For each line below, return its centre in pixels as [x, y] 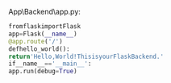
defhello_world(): [39, 49]
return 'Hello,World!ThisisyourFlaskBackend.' [86, 56]
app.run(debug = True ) [43, 72]
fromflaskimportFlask [45, 27]
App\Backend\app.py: [44, 12]
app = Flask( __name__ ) [43, 34]
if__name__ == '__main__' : [50, 64]
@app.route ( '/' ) [35, 41]
